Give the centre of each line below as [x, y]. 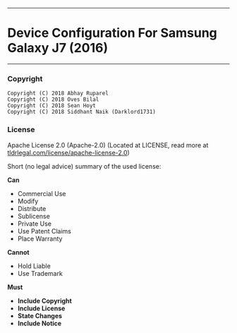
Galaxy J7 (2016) [58, 48]
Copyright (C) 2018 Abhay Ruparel [58, 93]
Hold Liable [34, 266]
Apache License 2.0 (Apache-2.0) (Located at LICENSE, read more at [108, 145]
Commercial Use [42, 193]
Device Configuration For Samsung [112, 33]
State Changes [39, 315]
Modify [28, 201]
